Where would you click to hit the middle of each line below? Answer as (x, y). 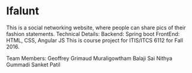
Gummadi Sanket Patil (33, 65)
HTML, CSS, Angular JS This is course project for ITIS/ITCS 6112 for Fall (95, 40)
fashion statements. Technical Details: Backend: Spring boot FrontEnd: (93, 34)
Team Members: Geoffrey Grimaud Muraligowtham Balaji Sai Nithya (89, 58)
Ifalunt (23, 11)
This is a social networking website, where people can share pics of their (96, 28)
